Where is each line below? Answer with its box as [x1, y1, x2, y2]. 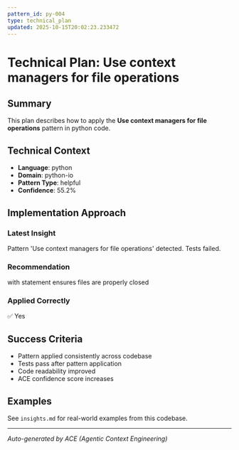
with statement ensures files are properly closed [7, 278, 149, 286]
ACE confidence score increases [17, 375, 114, 383]
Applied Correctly [7, 296, 70, 306]
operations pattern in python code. [7, 124, 111, 132]
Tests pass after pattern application [17, 360, 122, 368]
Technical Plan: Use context [7, 54, 176, 70]
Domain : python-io [17, 171, 74, 180]
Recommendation [7, 262, 70, 272]
